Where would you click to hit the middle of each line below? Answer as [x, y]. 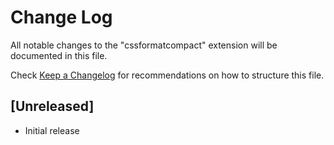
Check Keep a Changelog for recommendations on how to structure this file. [167, 75]
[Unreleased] [52, 106]
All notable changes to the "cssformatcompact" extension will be [144, 45]
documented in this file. [59, 55]
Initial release [52, 130]
